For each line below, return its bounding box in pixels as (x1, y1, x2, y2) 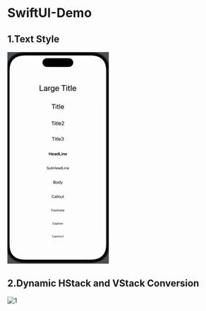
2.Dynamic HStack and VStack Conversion (7, 277, 200, 290)
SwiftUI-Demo (7, 5, 92, 21)
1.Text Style (7, 33, 60, 45)
